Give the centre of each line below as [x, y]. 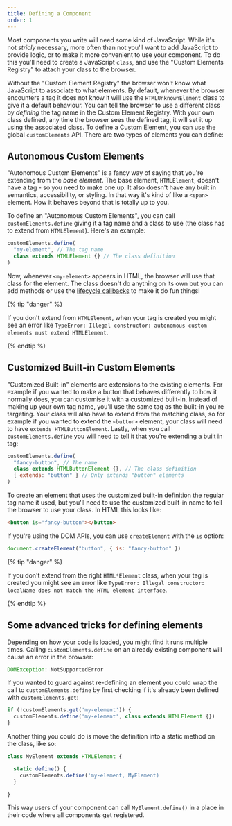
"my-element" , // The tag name [59, 250]
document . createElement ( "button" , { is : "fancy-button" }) [94, 548]
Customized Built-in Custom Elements [91, 368]
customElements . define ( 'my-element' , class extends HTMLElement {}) [114, 717]
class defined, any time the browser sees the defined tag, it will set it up [110, 119]
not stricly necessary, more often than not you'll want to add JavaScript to [113, 47]
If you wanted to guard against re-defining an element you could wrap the [113, 683]
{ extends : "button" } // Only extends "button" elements [99, 475]
